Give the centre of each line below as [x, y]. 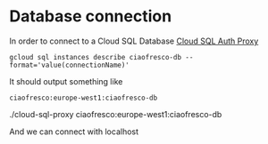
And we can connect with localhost [74, 132]
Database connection [91, 16]
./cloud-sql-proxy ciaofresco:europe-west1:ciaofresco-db [116, 114]
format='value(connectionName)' [69, 65]
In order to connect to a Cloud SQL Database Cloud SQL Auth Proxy [134, 41]
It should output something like [66, 81]
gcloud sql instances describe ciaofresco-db [95, 57]
